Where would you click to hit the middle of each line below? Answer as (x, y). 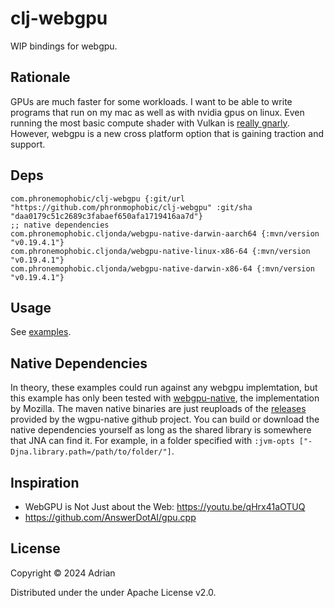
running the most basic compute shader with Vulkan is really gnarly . (150, 123)
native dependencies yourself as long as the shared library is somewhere (161, 430)
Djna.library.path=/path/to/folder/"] (91, 452)
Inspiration (45, 482)
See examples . (41, 332)
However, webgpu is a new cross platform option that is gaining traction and (167, 133)
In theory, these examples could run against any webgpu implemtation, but (164, 388)
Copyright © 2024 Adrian (63, 573)
